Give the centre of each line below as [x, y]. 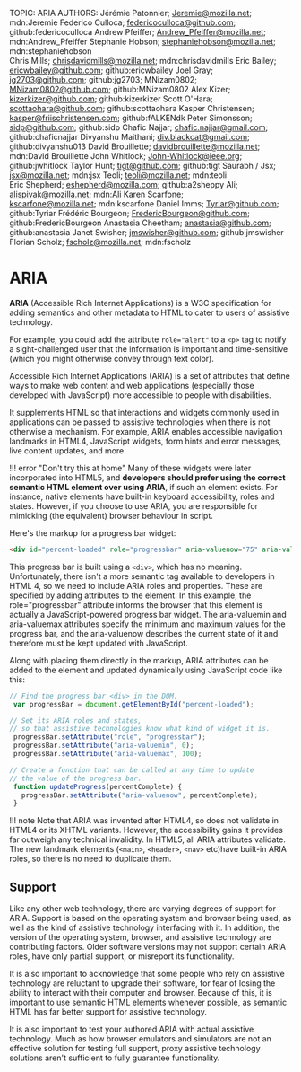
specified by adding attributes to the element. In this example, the [130, 595]
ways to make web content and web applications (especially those [132, 385]
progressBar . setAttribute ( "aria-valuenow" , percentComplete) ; [139, 795]
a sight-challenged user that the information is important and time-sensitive [149, 348]
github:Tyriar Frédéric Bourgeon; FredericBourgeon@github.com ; [130, 213]
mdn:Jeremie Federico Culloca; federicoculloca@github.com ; [123, 22]
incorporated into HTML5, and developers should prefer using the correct [147, 477]
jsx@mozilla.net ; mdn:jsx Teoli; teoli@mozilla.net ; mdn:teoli [118, 175]
